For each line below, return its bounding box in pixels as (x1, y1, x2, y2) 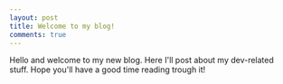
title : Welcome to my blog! (9, 22, 116, 31)
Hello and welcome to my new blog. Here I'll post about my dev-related (9, 55, 274, 66)
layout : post (9, 13, 59, 23)
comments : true (9, 30, 67, 39)
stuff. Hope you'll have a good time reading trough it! (9, 64, 206, 75)
